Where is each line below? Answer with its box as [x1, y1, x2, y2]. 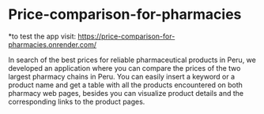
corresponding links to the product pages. [8, 97, 145, 106]
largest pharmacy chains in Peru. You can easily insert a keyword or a [8, 72, 236, 81]
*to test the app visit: [8, 31, 77, 41]
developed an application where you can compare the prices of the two [8, 63, 241, 72]
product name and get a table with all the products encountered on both [8, 80, 243, 90]
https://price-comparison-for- [77, 31, 175, 41]
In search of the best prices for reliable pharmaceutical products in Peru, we [8, 55, 257, 64]
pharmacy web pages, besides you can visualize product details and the [8, 88, 243, 97]
